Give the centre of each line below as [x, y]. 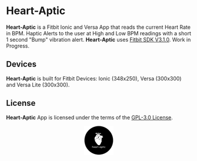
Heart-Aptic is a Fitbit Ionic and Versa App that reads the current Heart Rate [98, 27]
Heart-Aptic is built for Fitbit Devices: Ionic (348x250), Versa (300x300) [94, 78]
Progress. [18, 46]
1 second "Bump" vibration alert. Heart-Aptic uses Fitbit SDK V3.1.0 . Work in [98, 39]
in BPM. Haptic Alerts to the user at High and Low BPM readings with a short [98, 33]
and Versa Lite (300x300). [38, 85]
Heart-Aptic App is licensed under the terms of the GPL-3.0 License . [90, 117]
